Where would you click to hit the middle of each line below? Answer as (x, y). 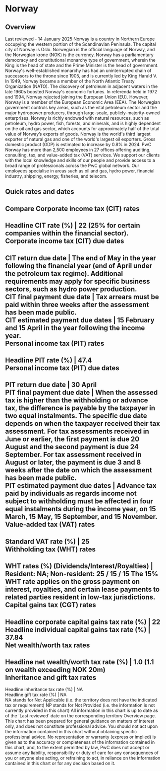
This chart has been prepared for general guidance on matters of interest (80, 721)
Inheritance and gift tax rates (51, 677)
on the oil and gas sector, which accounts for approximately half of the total (82, 129)
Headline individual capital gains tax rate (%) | (78, 630)
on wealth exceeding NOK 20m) (55, 669)
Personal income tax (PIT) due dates (62, 368)
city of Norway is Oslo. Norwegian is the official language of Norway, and (80, 49)
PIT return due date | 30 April (51, 385)
